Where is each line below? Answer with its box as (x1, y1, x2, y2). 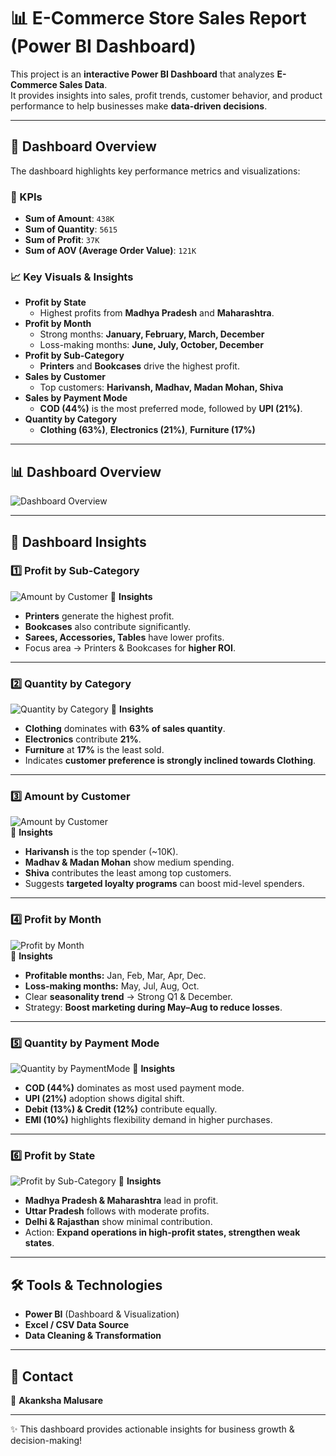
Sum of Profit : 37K (24, 234, 100, 246)
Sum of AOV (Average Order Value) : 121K (24, 245, 197, 257)
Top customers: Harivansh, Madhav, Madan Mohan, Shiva (39, 381, 284, 394)
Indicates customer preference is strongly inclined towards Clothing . (24, 755, 317, 767)
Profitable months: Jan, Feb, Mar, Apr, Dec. (24, 969, 207, 981)
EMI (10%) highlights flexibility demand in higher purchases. (24, 1114, 273, 1126)
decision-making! (10, 1434, 83, 1446)
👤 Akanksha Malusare (10, 1394, 104, 1406)
